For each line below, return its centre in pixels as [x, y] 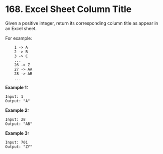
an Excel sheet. [21, 28]
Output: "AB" [19, 124]
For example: [19, 38]
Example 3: [17, 133]
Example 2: [17, 110]
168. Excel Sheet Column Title [68, 9]
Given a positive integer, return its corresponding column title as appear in [82, 23]
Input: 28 [16, 119]
